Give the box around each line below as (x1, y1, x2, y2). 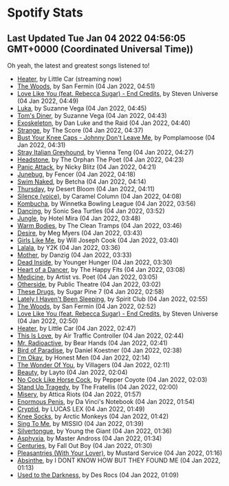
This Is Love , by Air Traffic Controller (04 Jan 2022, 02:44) (17, 331, 184, 340)
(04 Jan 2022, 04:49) (17, 97, 79, 105)
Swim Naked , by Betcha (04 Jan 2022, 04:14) (17, 177, 146, 186)
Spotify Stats (7, 5, 84, 21)
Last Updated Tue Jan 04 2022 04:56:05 (7, 32, 186, 44)
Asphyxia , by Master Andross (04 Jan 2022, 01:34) (17, 434, 162, 443)
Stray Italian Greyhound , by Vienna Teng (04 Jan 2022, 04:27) (17, 148, 194, 156)
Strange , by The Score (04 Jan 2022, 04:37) (17, 126, 144, 134)
